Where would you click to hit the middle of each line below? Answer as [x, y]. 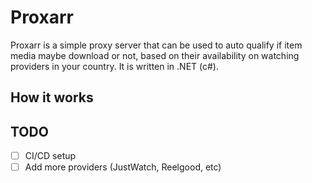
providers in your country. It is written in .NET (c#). [115, 66]
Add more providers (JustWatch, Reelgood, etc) [123, 167]
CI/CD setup [50, 156]
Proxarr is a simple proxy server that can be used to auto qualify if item [156, 45]
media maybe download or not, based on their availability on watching [155, 55]
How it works [52, 97]
